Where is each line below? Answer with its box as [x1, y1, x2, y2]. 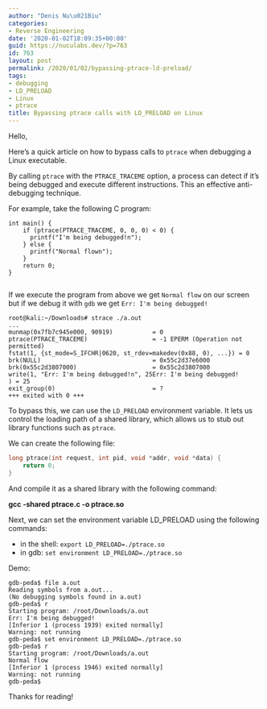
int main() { [8, 219, 52, 227]
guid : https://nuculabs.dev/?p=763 [8, 42, 128, 50]
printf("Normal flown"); [29, 247, 113, 255]
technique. [45, 189, 82, 197]
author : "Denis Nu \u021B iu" [8, 11, 103, 20]
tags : [8, 72, 27, 80]
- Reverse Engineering [8, 27, 84, 35]
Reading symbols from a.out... [8, 586, 113, 594]
